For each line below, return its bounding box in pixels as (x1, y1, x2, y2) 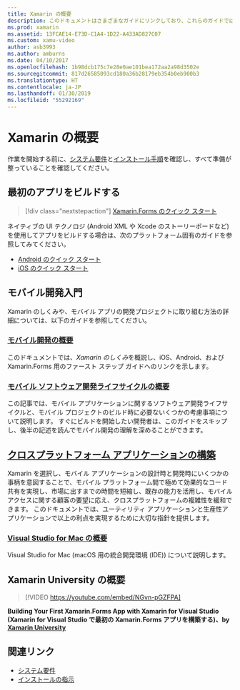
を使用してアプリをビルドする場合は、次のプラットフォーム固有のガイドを (7, 230, 226, 239)
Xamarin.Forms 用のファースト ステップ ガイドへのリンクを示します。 (7, 362, 213, 370)
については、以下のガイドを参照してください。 (13, 315, 151, 325)
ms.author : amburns (7, 51, 66, 58)
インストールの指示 (17, 675, 75, 684)
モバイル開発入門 (7, 287, 83, 299)
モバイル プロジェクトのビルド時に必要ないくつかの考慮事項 (38, 408, 216, 417)
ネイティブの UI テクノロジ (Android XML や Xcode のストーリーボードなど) (7, 222, 230, 230)
